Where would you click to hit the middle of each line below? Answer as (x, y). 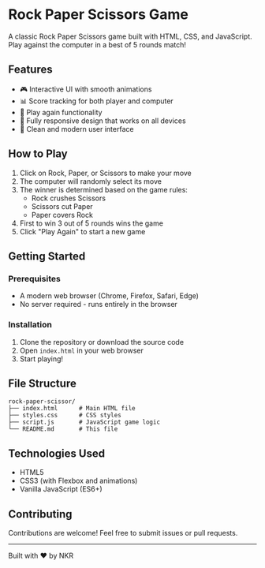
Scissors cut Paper (62, 206)
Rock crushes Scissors (69, 198)
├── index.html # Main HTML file (72, 409)
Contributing (40, 514)
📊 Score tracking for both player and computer (96, 101)
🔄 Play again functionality (61, 112)
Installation (30, 325)
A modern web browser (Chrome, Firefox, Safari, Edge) (109, 296)
